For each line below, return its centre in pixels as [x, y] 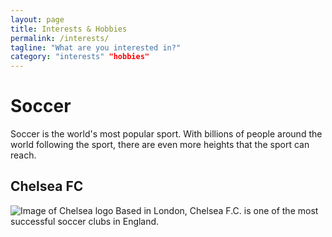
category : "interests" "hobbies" [80, 57]
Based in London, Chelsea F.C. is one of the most [217, 210]
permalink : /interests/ [60, 38]
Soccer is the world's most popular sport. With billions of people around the [166, 134]
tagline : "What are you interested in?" [96, 47]
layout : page [37, 19]
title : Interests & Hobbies [69, 29]
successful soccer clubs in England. [85, 221]
